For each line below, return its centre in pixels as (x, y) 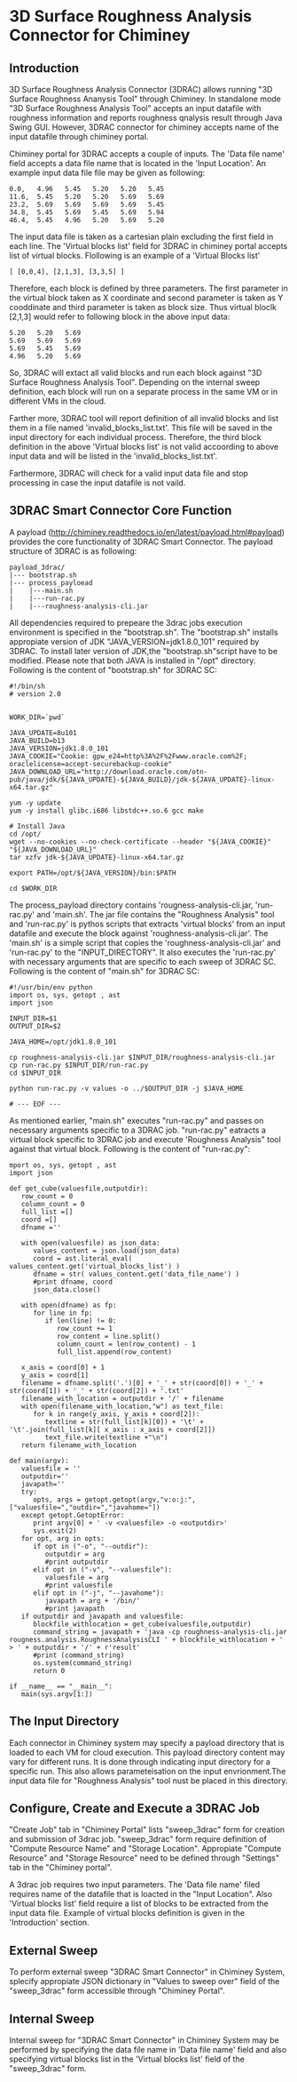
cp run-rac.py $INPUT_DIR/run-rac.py (79, 1065)
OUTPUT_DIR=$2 (35, 1026)
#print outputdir (77, 1562)
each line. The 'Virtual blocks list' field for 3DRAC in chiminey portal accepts (148, 246)
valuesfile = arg (77, 1577)
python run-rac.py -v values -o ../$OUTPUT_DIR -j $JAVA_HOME (126, 1088)
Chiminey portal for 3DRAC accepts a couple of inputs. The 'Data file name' (147, 154)
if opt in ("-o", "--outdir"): (90, 1546)
